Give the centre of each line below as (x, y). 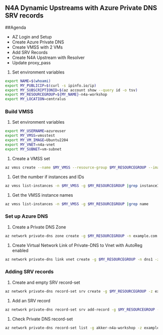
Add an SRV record (31, 300)
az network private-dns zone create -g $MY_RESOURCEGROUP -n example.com (81, 236)
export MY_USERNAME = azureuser (36, 131)
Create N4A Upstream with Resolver (48, 57)
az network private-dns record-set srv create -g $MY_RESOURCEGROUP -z (79, 291)
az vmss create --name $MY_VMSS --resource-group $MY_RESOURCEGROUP (76, 167)
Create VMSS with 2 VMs (37, 47)
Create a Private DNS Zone (39, 227)
